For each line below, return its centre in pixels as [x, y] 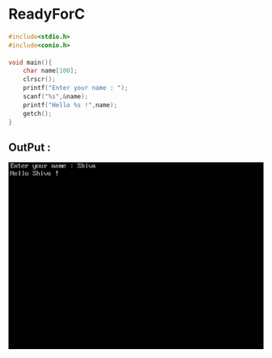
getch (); [38, 113]
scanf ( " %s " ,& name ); [56, 97]
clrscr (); [40, 79]
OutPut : [30, 147]
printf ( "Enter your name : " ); [76, 88]
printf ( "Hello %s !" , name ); [70, 105]
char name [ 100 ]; [51, 71]
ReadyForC [47, 14]
